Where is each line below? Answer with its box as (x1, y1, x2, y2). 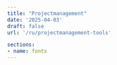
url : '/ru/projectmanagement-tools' (7, 29, 112, 36)
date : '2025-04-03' (7, 16, 63, 23)
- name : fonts (7, 48, 48, 55)
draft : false (7, 23, 44, 29)
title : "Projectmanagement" (7, 10, 88, 17)
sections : (7, 42, 36, 49)
